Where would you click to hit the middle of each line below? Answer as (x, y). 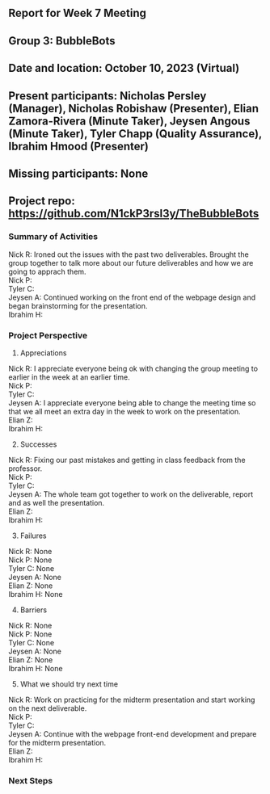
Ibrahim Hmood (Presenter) (79, 146)
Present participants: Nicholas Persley (108, 96)
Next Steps (31, 780)
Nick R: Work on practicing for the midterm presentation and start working (132, 699)
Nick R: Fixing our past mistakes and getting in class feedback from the (127, 460)
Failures (33, 536)
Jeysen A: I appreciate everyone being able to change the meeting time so (132, 402)
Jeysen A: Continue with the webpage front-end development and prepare (133, 733)
